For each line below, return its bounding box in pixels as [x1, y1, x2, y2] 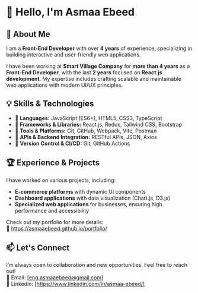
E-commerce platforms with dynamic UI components [14, 188, 146, 195]
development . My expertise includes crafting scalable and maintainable [6, 75, 182, 82]
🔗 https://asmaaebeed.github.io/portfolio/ [6, 225, 108, 232]
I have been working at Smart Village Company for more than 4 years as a [6, 62, 190, 70]
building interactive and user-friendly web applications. [6, 51, 141, 58]
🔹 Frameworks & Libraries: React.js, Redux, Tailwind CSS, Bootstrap [14, 121, 183, 128]
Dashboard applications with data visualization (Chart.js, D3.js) [14, 194, 171, 201]
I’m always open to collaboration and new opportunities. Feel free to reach [6, 262, 188, 269]
